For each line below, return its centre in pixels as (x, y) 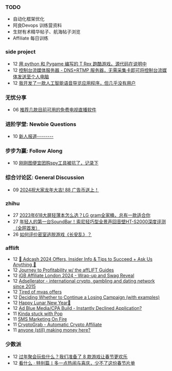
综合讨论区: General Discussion (45, 178)
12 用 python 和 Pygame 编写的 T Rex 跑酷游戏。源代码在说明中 (80, 64)
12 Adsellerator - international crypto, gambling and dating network (84, 281)
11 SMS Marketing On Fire (40, 319)
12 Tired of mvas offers (37, 292)
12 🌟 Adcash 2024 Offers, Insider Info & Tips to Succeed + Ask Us (83, 259)
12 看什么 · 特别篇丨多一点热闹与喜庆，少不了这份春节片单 (74, 363)
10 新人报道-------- (33, 136)
